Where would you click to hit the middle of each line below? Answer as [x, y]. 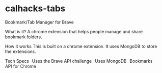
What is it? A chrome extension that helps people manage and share [74, 31]
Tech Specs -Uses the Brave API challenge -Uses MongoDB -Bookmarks [79, 61]
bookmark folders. [24, 37]
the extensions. [21, 51]
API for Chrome [21, 66]
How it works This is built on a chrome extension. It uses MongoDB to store [81, 46]
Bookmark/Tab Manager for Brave [40, 22]
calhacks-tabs [35, 9]
